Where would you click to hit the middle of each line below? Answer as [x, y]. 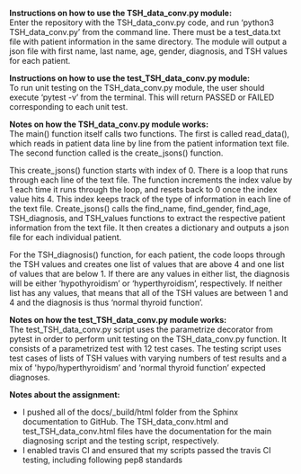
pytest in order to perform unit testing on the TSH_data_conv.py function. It [148, 339]
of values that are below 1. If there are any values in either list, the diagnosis [150, 274]
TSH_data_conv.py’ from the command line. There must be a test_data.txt [145, 32]
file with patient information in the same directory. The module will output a [148, 41]
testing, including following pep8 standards [102, 460]
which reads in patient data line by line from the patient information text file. [149, 143]
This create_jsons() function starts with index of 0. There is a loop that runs [149, 170]
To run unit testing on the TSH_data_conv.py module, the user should [137, 88]
